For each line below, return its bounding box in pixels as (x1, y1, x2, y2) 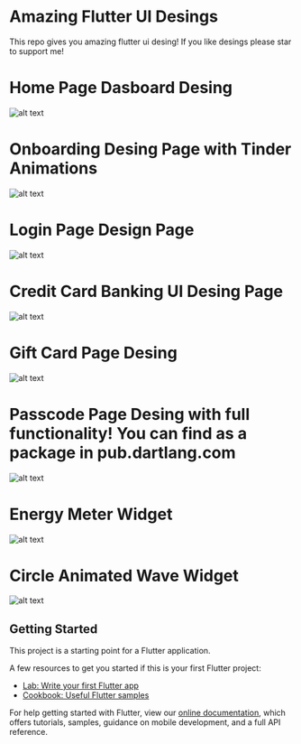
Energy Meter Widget (9, 504, 173, 525)
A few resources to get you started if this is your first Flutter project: (9, 663, 261, 674)
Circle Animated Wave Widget (9, 565, 239, 586)
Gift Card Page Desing (9, 342, 178, 363)
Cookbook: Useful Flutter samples (22, 690, 150, 701)
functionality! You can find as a (9, 423, 248, 443)
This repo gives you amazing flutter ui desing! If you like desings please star (9, 36, 292, 47)
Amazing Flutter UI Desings (9, 6, 219, 27)
